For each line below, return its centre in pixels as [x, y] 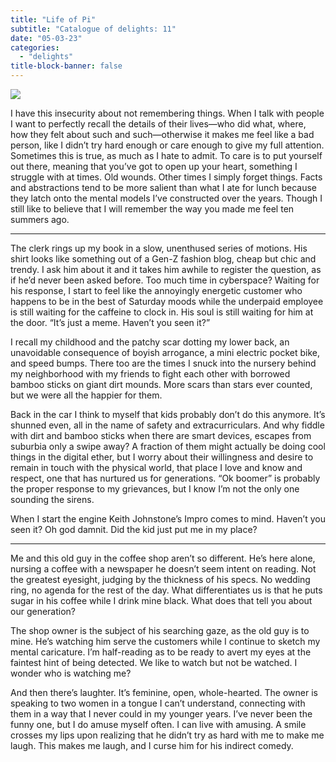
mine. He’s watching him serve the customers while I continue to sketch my [165, 641]
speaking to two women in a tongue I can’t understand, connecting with [158, 703]
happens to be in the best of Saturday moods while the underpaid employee [167, 301]
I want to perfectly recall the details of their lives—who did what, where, [158, 124]
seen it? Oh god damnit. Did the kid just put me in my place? [134, 529]
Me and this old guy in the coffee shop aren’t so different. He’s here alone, [163, 558]
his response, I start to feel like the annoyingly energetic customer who [156, 290]
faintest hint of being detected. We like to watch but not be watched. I [154, 662]
